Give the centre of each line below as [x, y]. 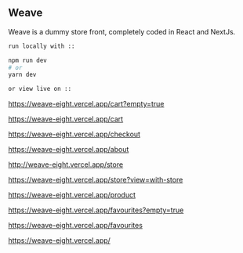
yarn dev [22, 75]
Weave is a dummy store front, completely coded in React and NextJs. [122, 31]
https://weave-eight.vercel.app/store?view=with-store [96, 180]
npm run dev [27, 60]
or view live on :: [40, 89]
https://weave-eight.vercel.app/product [72, 195]
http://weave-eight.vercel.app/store [66, 164]
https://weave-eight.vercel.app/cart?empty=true [86, 104]
